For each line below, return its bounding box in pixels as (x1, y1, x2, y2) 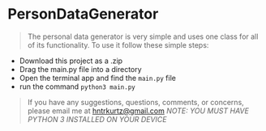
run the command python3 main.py (19, 82, 135, 91)
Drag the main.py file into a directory (19, 64, 143, 74)
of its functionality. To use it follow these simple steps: (27, 40, 209, 49)
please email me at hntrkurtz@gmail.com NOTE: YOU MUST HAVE (27, 106, 249, 116)
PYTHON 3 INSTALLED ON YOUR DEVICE (27, 114, 167, 124)
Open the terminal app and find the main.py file (19, 73, 176, 82)
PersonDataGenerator (7, 5, 159, 23)
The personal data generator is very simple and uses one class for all (27, 32, 259, 41)
